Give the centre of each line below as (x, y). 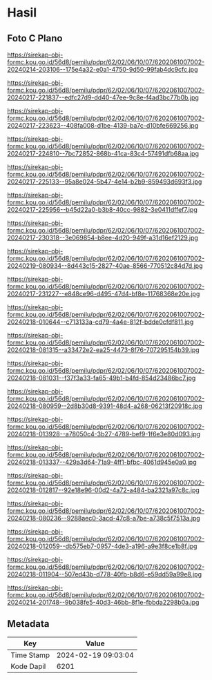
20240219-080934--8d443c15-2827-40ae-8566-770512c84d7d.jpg (105, 266)
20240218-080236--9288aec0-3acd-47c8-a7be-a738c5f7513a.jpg (104, 518)
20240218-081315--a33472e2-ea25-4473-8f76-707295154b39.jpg (103, 350)
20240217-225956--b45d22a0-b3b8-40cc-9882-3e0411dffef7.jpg (103, 210)
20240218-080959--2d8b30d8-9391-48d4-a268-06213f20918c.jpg (105, 406)
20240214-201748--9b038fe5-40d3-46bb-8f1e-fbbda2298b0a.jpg (103, 602)
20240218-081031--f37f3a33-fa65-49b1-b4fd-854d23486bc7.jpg (102, 378)
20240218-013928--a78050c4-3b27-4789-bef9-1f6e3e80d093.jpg (104, 434)
